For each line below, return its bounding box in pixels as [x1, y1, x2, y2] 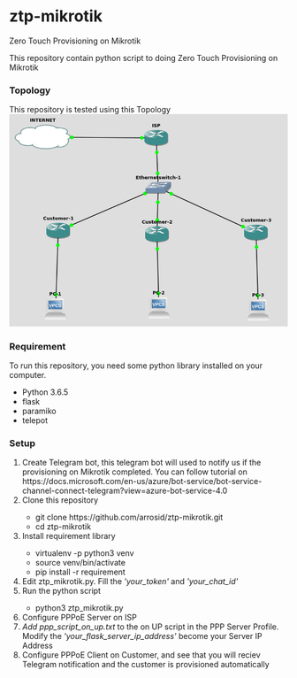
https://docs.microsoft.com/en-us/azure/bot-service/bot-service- [21, 476, 263, 487]
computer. [9, 369, 47, 380]
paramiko [21, 405, 57, 416]
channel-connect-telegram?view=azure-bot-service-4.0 [21, 485, 228, 497]
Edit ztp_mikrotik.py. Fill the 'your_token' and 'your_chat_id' [21, 576, 239, 587]
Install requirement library [21, 531, 117, 542]
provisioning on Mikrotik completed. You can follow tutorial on [21, 466, 247, 477]
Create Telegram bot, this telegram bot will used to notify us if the [21, 458, 262, 468]
